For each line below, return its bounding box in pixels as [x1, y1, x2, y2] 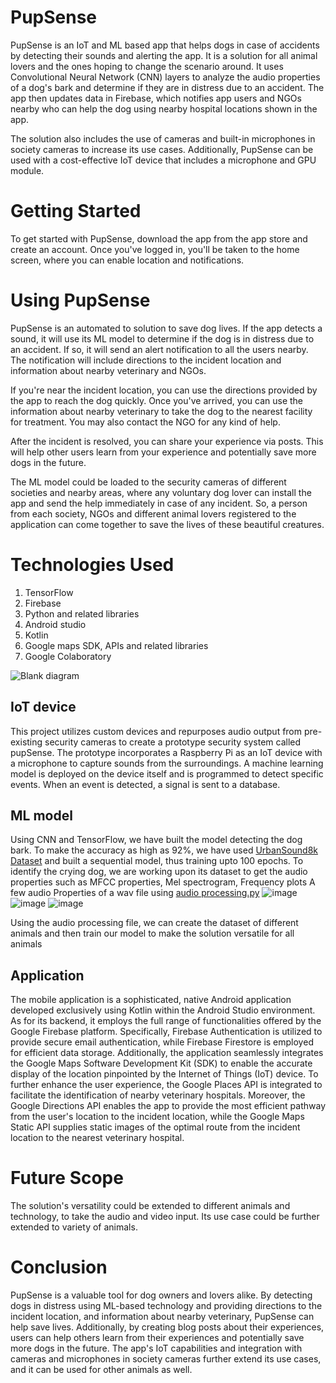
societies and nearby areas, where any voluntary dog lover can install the [10, 486, 312, 498]
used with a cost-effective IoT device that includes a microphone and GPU [10, 154, 317, 166]
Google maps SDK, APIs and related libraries [24, 639, 209, 651]
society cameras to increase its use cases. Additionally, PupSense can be [10, 143, 314, 155]
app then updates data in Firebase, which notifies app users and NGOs [10, 92, 302, 104]
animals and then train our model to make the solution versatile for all [10, 927, 295, 940]
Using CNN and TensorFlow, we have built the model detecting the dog [10, 834, 303, 846]
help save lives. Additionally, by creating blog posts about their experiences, [10, 1321, 325, 1333]
